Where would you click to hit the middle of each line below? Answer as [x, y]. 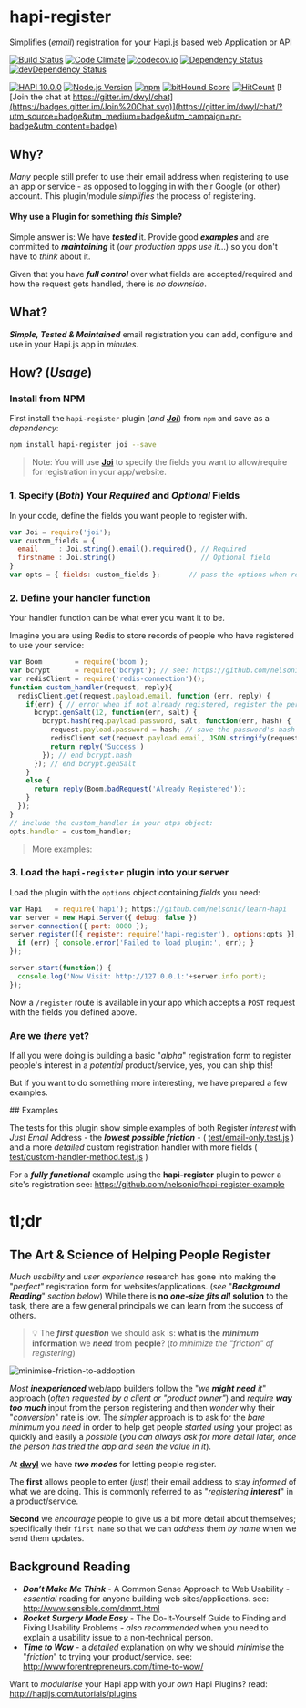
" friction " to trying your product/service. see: [107, 1656]
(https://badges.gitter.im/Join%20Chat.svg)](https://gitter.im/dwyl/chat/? [146, 106]
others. [23, 1316]
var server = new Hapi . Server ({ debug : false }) [103, 917]
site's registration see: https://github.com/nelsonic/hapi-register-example [147, 1185]
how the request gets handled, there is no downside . [108, 284]
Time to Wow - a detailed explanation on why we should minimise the [153, 1647]
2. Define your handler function [80, 597]
